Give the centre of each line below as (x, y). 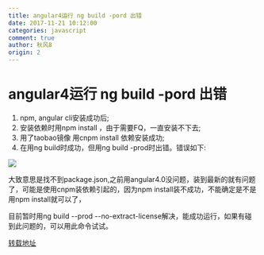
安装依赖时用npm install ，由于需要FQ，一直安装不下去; (110, 127)
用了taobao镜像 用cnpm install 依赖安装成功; (92, 137)
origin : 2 (25, 52)
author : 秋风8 (31, 45)
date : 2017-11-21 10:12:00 (53, 23)
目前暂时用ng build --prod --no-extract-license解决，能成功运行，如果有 (127, 216)
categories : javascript (48, 30)
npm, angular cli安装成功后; (64, 118)
